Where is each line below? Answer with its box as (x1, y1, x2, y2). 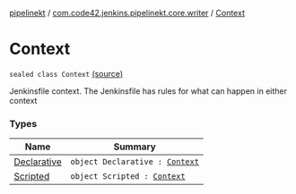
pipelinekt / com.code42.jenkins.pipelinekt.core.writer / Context (9, 8, 245, 18)
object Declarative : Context (70, 156, 200, 167)
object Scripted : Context (70, 172, 186, 181)
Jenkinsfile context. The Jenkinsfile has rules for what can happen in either (9, 85, 287, 97)
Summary (113, 140, 157, 153)
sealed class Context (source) (9, 68, 124, 79)
